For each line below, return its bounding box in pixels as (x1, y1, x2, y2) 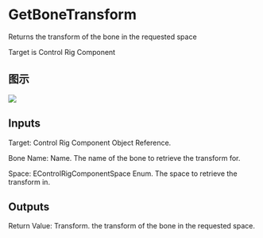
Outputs (8, 200, 50, 213)
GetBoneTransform (8, 6, 137, 24)
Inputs (8, 117, 41, 131)
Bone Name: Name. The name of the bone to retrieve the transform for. (8, 153, 241, 162)
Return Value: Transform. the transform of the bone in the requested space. (8, 221, 256, 231)
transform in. (8, 177, 50, 186)
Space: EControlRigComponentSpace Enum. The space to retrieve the (8, 169, 238, 178)
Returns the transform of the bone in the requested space (8, 32, 197, 41)
